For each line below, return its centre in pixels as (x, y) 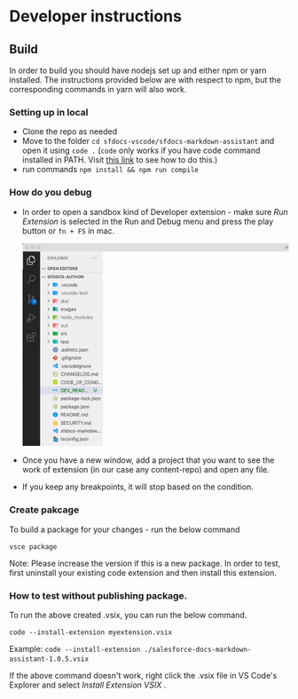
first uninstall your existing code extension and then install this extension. (143, 572)
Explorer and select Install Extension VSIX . (88, 685)
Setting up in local (49, 112)
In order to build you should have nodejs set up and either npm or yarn (138, 70)
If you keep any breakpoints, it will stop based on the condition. (138, 487)
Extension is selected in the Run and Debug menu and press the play (148, 221)
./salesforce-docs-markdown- (198, 649)
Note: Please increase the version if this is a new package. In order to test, (145, 563)
